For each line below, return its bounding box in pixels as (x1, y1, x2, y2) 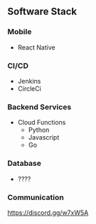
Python (28, 125, 50, 134)
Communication (7, 192, 64, 202)
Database (7, 159, 41, 169)
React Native (17, 43, 55, 52)
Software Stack (7, 6, 78, 18)
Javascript (28, 133, 60, 142)
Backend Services (7, 102, 72, 112)
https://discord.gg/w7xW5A (7, 208, 89, 217)
